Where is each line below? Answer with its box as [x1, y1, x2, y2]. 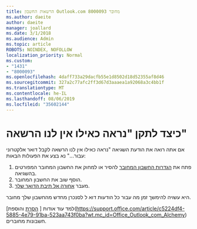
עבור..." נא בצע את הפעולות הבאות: [6, 152, 86, 159]
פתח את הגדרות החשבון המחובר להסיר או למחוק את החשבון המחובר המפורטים [14, 164, 192, 171]
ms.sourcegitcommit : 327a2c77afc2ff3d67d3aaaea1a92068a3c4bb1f [6, 80, 165, 86]
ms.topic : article [6, 42, 51, 48]
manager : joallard [6, 25, 51, 31]
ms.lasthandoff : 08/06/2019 [6, 96, 75, 102]
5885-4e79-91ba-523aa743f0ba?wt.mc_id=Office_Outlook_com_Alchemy [6, 211, 185, 218]
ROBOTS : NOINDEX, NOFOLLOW [6, 47, 72, 53]
